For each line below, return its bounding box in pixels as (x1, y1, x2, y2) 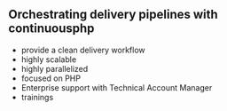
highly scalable (20, 53, 77, 65)
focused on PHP (20, 73, 82, 83)
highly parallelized (20, 63, 89, 74)
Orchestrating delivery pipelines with (8, 7, 218, 22)
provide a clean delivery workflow (20, 44, 145, 55)
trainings (20, 91, 54, 102)
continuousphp (8, 21, 95, 36)
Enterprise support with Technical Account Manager (20, 82, 213, 92)
